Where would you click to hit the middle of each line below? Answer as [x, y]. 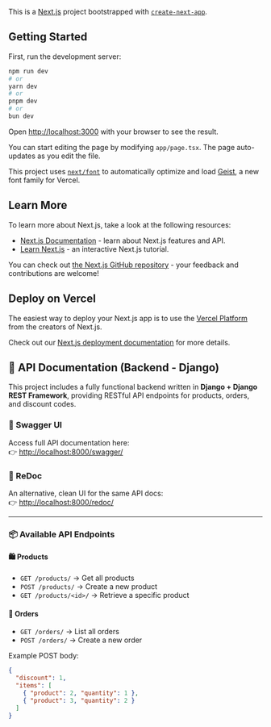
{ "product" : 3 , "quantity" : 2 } [79, 700]
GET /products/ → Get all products [77, 578]
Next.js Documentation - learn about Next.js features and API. [123, 240]
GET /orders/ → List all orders [69, 632]
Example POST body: [44, 656]
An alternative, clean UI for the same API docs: [86, 493]
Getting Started [48, 37]
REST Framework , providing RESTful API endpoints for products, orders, [129, 395]
